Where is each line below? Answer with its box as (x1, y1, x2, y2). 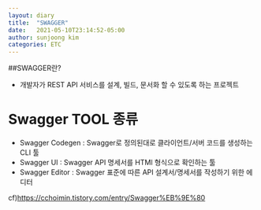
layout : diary (8, 11, 55, 20)
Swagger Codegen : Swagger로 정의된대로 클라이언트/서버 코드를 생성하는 (19, 138, 254, 148)
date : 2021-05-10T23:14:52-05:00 (8, 26, 125, 34)
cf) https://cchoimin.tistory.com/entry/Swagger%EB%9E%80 (8, 193, 206, 203)
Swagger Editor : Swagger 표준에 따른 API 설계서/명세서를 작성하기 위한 (19, 168, 244, 177)
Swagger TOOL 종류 (8, 111, 139, 128)
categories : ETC (8, 41, 62, 49)
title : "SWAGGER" (8, 19, 69, 27)
